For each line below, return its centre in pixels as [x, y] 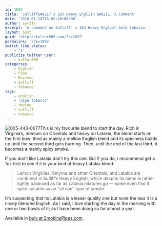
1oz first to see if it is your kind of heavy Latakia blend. [60, 163]
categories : [17, 64]
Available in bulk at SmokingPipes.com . [44, 218]
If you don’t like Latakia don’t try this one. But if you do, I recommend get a [80, 158]
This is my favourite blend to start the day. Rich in [90, 128]
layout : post [18, 32]
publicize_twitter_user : [30, 55]
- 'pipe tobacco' [31, 101]
